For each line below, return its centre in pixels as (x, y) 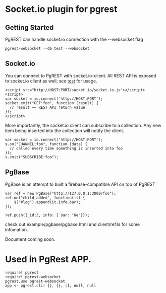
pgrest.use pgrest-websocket (35, 281)
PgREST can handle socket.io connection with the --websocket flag (74, 39)
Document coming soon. (30, 239)
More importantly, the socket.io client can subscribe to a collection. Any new (83, 125)
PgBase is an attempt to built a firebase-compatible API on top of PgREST (80, 184)
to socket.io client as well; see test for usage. (51, 81)
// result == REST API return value (47, 107)
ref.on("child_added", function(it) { (45, 198)
